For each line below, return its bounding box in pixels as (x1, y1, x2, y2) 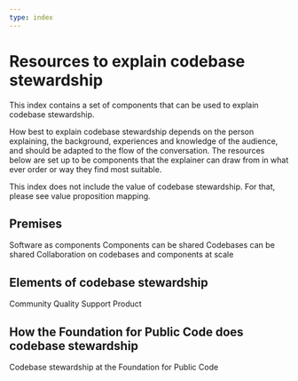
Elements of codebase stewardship (9, 274, 208, 290)
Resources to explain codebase (9, 51, 246, 71)
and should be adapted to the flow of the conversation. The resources (9, 145, 265, 155)
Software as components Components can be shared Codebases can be (9, 240, 275, 250)
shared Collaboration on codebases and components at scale (9, 250, 234, 260)
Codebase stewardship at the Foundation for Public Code (9, 361, 219, 372)
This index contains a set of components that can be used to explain (9, 99, 259, 110)
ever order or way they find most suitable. (9, 163, 162, 174)
